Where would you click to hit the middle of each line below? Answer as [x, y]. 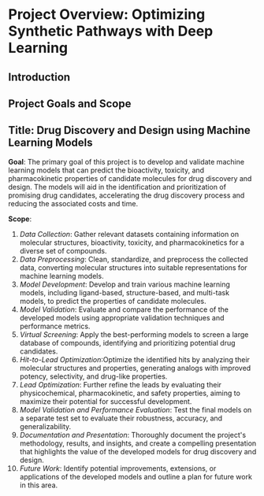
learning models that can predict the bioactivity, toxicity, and [106, 170]
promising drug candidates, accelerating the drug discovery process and [126, 195]
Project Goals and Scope [70, 104]
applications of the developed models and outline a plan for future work [136, 476]
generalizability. [45, 426]
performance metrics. [55, 326]
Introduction [39, 77]
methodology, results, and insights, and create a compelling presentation [138, 443]
